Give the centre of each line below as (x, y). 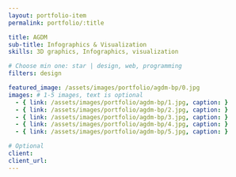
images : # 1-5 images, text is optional (76, 95)
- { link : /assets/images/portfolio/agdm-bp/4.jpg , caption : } (122, 124)
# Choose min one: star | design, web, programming (95, 66)
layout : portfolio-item (48, 15)
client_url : (28, 160)
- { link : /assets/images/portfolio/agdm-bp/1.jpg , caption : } (122, 102)
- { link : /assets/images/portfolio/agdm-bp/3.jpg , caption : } (122, 117)
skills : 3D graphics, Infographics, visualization (93, 52)
